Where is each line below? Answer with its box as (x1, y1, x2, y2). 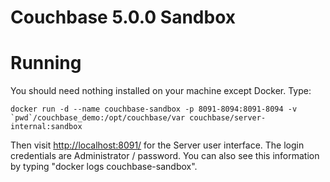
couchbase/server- (189, 113, 267, 123)
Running (10, 52, 82, 75)
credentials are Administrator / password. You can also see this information (10, 150, 320, 162)
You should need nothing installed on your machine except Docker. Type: (10, 85, 312, 97)
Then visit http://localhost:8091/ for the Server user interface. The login (10, 139, 305, 151)
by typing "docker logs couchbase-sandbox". (10, 161, 198, 173)
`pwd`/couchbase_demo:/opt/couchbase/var (10, 113, 186, 123)
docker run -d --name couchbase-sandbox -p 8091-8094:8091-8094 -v (10, 104, 298, 115)
